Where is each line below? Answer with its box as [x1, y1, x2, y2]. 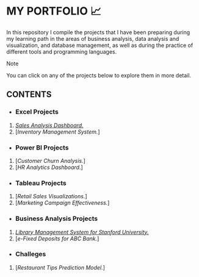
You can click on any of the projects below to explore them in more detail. [6, 71, 191, 79]
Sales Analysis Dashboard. [15, 121, 84, 129]
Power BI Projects [15, 143, 69, 152]
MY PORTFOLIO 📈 [6, 4, 101, 18]
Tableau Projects [15, 179, 67, 187]
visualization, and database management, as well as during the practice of [6, 41, 194, 49]
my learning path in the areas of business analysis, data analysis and [6, 35, 179, 42]
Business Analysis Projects [15, 214, 98, 223]
